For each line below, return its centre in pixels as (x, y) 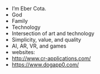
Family (20, 21)
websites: (23, 52)
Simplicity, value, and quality (46, 40)
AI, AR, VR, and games (39, 46)
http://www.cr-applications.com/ (51, 58)
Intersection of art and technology (53, 33)
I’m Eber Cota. (29, 9)
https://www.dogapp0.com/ (45, 65)
